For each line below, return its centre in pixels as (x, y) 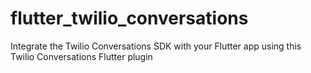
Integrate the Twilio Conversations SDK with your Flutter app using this (156, 46)
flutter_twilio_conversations (129, 18)
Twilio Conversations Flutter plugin (81, 56)
